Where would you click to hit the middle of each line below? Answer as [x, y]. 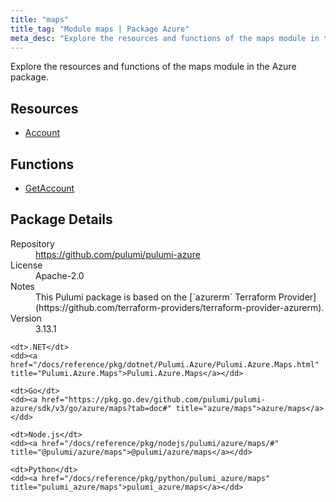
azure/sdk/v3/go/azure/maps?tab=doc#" [91, 408]
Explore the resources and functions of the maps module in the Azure [153, 67]
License [26, 265]
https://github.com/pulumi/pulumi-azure [118, 254]
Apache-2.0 [60, 275]
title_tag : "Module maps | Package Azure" [100, 29]
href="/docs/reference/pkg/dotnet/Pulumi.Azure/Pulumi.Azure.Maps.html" [165, 364]
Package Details [61, 219]
